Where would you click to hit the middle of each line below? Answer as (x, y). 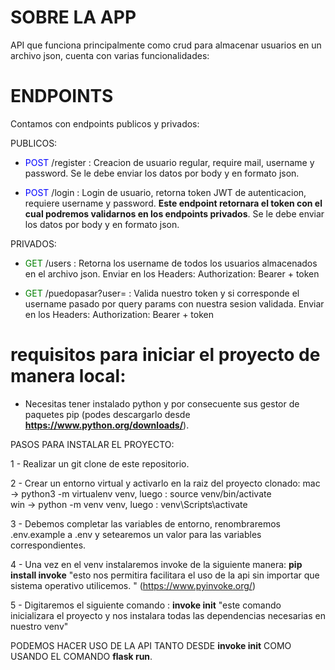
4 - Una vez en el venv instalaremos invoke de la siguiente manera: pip (156, 564)
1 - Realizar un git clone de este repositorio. (100, 463)
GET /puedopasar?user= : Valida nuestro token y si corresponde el (162, 293)
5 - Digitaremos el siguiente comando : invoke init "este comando (146, 605)
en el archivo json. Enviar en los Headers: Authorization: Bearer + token (172, 273)
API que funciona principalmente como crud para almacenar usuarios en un (166, 45)
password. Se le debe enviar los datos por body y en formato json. (162, 173)
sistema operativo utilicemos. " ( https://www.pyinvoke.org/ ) (133, 585)
